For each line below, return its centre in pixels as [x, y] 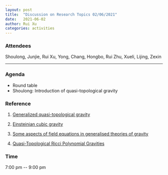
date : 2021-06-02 [25, 19]
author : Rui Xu [21, 24]
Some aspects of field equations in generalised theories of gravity [80, 134]
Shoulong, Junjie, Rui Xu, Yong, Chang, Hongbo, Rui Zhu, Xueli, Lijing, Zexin [83, 57]
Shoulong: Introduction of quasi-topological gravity [65, 90]
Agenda [15, 74]
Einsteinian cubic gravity [38, 124]
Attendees [18, 46]
